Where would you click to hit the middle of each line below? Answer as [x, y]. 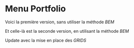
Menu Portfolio [36, 9]
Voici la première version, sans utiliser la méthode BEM [60, 22]
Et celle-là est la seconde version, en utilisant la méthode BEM [67, 31]
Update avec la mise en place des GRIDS [46, 40]
